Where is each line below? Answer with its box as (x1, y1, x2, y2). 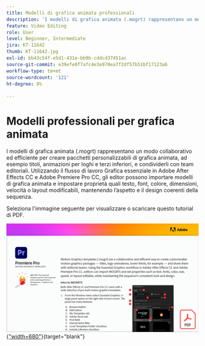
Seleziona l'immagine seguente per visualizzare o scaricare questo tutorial (6, 205, 193, 212)
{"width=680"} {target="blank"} (6, 333, 85, 340)
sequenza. (6, 193, 33, 201)
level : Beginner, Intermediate (6, 35, 86, 42)
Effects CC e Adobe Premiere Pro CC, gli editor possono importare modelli (6, 174, 193, 181)
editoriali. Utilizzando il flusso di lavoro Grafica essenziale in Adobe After (6, 167, 189, 174)
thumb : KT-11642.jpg (6, 49, 59, 55)
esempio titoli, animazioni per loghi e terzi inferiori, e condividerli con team (6, 161, 194, 168)
